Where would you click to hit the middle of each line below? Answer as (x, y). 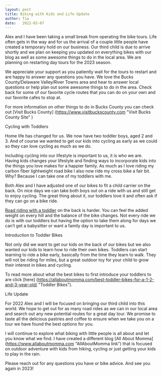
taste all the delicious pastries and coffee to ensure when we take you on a (80, 319)
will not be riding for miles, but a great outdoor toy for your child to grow (77, 260)
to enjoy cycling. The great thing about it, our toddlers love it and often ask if (81, 196)
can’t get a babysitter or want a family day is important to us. (66, 226)
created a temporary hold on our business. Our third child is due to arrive (78, 47)
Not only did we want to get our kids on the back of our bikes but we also (78, 244)
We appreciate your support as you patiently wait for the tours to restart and (81, 72)
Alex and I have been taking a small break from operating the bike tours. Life (81, 37)
